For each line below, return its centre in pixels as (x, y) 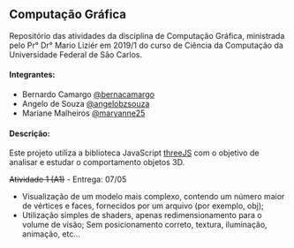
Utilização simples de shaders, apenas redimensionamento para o (142, 215)
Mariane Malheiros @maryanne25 (83, 113)
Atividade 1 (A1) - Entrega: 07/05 (68, 179)
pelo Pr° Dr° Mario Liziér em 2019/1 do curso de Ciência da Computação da (147, 45)
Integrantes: (32, 75)
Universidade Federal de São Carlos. (76, 54)
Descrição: (30, 133)
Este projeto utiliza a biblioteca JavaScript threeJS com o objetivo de (134, 153)
